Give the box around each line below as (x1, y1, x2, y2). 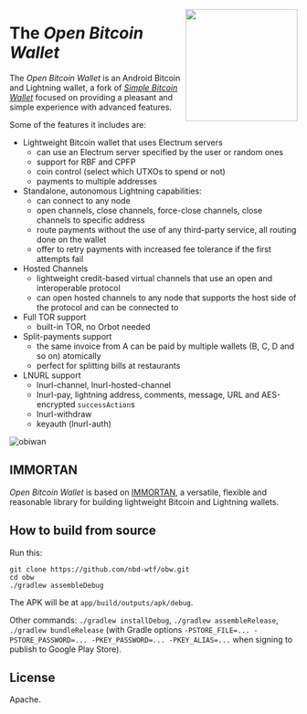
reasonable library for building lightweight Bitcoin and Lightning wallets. (9, 496, 280, 507)
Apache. (9, 694, 41, 705)
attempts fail (36, 253, 84, 264)
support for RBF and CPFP (36, 156, 136, 167)
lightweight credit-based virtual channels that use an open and (36, 272, 273, 283)
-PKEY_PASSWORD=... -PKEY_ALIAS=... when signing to (90, 634, 293, 645)
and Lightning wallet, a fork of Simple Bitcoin (9, 82, 178, 93)
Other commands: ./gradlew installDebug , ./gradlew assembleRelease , (9, 614, 279, 625)
